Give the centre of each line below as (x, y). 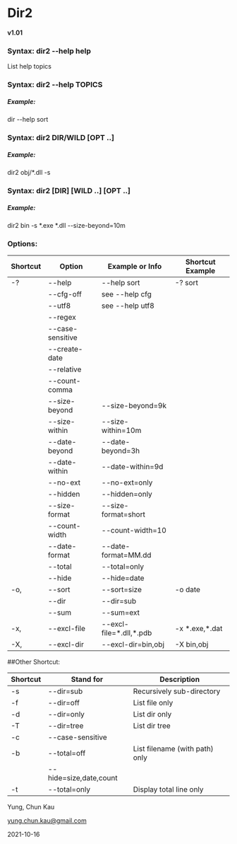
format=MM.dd (126, 555)
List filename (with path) (173, 749)
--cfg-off (65, 294)
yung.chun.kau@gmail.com (47, 821)
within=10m (121, 431)
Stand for (87, 679)
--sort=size (122, 590)
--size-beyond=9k (134, 406)
